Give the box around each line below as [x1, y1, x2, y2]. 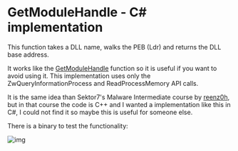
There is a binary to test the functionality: [7, 121, 128, 130]
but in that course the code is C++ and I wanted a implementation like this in [7, 100, 231, 108]
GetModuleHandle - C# [7, 4, 148, 21]
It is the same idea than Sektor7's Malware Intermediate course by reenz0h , [7, 93, 230, 101]
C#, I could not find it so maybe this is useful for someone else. [7, 108, 193, 116]
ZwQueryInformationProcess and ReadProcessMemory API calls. [7, 79, 199, 87]
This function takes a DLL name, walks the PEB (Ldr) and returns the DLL [7, 43, 222, 51]
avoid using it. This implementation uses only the [7, 72, 151, 80]
